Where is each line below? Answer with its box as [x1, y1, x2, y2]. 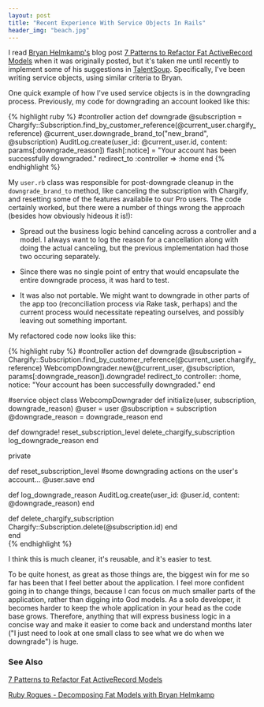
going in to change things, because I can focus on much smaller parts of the [8, 586, 256, 596]
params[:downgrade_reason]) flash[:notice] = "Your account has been [8, 145, 236, 155]
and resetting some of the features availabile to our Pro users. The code [8, 194, 242, 204]
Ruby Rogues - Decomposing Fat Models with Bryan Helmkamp [8, 690, 215, 699]
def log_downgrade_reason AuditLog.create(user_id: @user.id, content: [8, 491, 240, 500]
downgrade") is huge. [8, 637, 79, 646]
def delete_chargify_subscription [8, 514, 114, 524]
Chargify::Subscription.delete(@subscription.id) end [8, 522, 177, 532]
